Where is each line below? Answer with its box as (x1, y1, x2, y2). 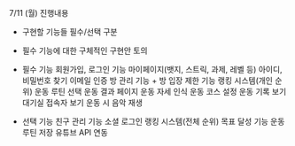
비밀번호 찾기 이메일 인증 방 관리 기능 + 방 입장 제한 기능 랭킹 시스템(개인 (21, 75, 273, 86)
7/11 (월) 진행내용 (9, 8, 69, 18)
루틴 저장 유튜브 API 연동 (21, 127, 108, 137)
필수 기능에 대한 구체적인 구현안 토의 (21, 45, 148, 56)
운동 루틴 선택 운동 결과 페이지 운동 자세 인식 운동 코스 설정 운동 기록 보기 (34, 87, 287, 96)
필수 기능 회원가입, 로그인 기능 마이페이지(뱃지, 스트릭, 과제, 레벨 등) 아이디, (21, 65, 283, 74)
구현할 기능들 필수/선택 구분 (21, 27, 118, 37)
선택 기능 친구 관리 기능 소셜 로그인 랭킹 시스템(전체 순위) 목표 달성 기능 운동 (21, 116, 285, 127)
